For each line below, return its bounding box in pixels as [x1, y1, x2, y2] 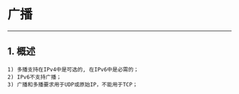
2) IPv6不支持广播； [7, 74, 62, 81]
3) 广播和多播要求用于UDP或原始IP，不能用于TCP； [7, 81, 138, 88]
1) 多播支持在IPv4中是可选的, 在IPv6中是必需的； [7, 66, 139, 73]
